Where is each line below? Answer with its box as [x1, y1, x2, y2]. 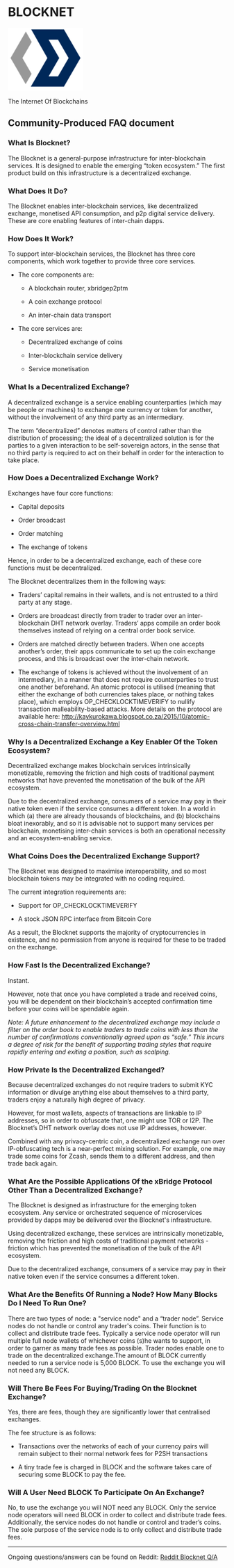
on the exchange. [8, 943, 58, 952]
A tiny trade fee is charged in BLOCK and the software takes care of [17, 1462, 212, 1471]
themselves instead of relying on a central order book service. [17, 626, 197, 635]
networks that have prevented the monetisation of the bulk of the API [8, 776, 206, 785]
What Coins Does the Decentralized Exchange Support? [8, 851, 200, 861]
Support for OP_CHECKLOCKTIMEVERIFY [17, 901, 137, 910]
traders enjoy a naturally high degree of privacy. [8, 1095, 146, 1104]
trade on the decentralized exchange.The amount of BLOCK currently [8, 1351, 207, 1359]
